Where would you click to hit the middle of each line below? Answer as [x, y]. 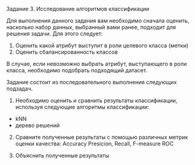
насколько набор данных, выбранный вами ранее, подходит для [91, 27]
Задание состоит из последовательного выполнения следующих [92, 82]
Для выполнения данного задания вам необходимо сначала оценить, [98, 20]
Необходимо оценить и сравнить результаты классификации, [96, 101]
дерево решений [37, 125]
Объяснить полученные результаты [62, 156]
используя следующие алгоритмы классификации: [82, 107]
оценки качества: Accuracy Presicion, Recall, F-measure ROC [94, 144]
